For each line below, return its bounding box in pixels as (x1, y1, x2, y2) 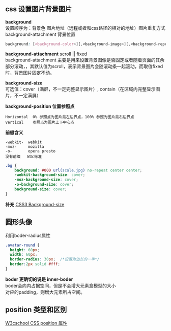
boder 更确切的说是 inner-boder (5, 276, 73, 282)
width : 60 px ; (10, 252, 38, 257)
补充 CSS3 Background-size (5, 201, 65, 207)
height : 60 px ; (10, 247, 40, 252)
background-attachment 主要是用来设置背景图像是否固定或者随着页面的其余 (5, 57, 164, 63)
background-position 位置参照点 (5, 103, 75, 109)
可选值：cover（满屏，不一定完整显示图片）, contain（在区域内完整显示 (5, 86, 156, 92)
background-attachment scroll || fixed (5, 51, 88, 57)
